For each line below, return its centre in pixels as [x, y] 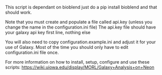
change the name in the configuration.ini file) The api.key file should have [81, 27]
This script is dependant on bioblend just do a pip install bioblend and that [81, 7]
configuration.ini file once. [32, 52]
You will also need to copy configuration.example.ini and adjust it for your [81, 42]
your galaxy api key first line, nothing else [48, 32]
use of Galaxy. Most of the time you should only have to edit [67, 47]
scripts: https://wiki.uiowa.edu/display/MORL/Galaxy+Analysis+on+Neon [80, 67]
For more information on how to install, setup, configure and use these [77, 62]
